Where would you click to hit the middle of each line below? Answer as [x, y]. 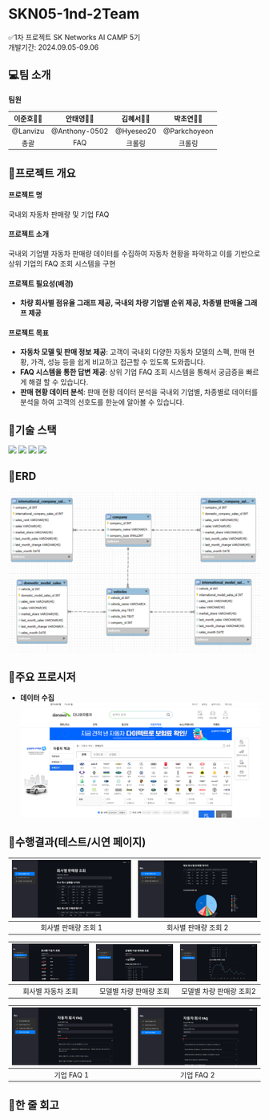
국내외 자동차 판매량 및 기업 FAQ [59, 214]
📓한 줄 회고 [34, 1105]
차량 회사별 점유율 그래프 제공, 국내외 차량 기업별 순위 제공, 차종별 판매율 [131, 303]
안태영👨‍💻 [80, 119]
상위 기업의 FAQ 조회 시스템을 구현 [62, 264]
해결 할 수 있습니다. [58, 382]
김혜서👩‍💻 [136, 119]
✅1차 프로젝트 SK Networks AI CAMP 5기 [74, 37]
